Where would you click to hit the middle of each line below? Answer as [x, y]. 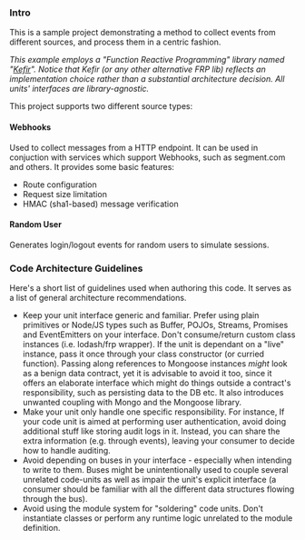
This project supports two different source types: [101, 106]
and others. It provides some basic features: [92, 166]
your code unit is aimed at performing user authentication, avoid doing [154, 421]
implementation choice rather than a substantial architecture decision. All [147, 79]
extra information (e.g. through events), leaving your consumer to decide [158, 441]
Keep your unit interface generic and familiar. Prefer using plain [141, 315]
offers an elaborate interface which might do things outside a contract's [157, 383]
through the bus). [55, 499]
